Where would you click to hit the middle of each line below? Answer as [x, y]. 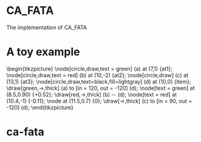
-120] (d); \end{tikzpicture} [40, 107]
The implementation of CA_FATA [46, 27]
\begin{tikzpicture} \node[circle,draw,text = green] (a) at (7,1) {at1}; [90, 69]
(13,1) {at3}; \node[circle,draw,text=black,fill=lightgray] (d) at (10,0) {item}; [99, 81]
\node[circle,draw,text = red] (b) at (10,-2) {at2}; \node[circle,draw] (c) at [97, 75]
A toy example [43, 52]
